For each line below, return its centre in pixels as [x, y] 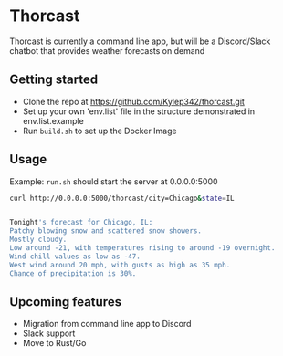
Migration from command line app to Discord [107, 324]
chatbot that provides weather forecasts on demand [107, 50]
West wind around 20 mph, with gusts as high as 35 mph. [120, 265]
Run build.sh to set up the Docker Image [100, 131]
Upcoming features [65, 302]
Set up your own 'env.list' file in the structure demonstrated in [139, 111]
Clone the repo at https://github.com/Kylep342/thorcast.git [133, 101]
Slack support [49, 333]
